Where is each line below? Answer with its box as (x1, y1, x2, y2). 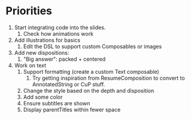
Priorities (5, 4, 52, 18)
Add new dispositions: (14, 49, 69, 56)
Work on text (14, 61, 46, 69)
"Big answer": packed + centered (23, 55, 106, 62)
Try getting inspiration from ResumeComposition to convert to (32, 74, 185, 82)
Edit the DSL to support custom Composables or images (23, 43, 162, 50)
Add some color (23, 93, 63, 101)
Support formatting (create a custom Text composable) (23, 68, 159, 75)
